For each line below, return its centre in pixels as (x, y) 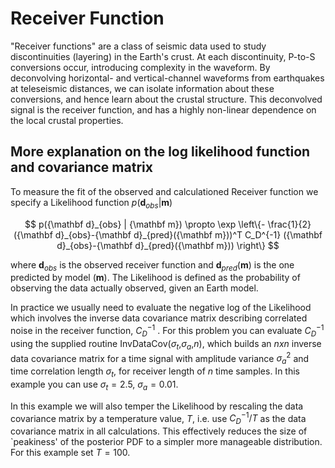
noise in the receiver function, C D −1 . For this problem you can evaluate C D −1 (167, 331)
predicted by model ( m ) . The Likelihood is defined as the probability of (155, 278)
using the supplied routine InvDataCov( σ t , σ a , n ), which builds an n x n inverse (166, 344)
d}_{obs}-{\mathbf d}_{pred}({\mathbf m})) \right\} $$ (168, 245)
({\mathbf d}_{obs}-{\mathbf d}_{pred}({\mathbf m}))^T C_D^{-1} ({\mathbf (168, 234)
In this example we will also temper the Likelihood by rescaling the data (157, 406)
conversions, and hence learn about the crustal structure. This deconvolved (166, 99)
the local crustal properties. (67, 120)
